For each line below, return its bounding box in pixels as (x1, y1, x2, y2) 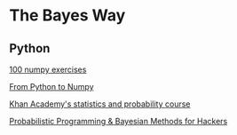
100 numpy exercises (9, 64, 87, 75)
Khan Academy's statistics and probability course (9, 99, 191, 109)
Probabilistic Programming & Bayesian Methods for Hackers (9, 116, 228, 126)
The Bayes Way (9, 5, 126, 26)
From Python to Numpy (9, 82, 94, 91)
